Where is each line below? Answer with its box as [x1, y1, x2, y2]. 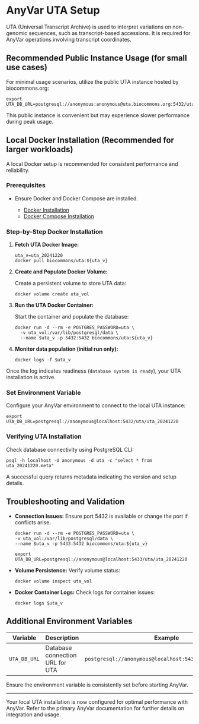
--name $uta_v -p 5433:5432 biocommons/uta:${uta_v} [14, 540, 148, 547]
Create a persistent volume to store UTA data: [14, 280, 127, 287]
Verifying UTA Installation [6, 432, 82, 440]
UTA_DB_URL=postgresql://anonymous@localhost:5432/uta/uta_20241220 [6, 418, 179, 425]
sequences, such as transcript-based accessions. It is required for [28, 29, 191, 36]
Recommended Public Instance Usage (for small [6, 53, 188, 63]
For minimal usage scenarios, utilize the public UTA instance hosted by [6, 78, 179, 85]
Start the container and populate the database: [14, 313, 129, 320]
